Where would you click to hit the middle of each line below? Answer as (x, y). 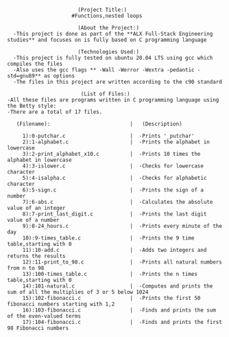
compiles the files (35, 64)
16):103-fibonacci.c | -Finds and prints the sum (119, 310)
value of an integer (37, 208)
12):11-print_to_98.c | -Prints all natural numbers (122, 262)
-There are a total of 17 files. (55, 112)
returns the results (37, 256)
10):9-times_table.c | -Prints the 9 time (108, 238)
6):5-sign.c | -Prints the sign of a (113, 190)
